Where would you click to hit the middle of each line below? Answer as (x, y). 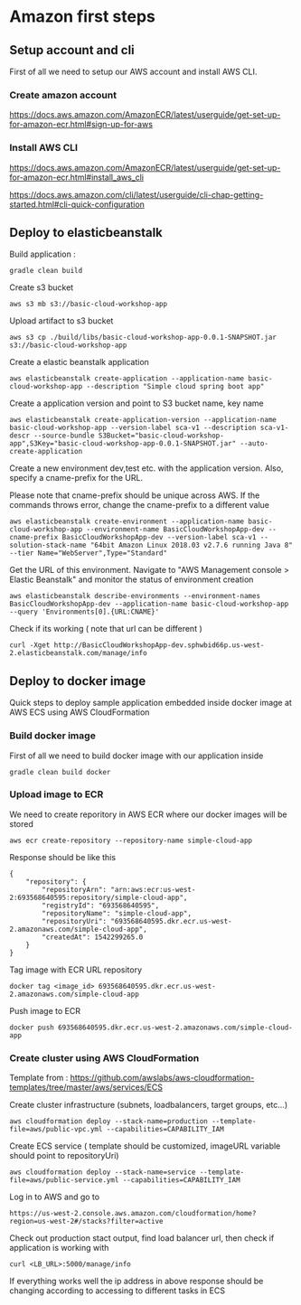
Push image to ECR (45, 1010)
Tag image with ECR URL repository (76, 970)
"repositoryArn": (74, 889)
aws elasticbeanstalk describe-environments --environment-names (135, 596)
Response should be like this (62, 857)
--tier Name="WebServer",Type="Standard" (89, 553)
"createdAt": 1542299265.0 (93, 937)
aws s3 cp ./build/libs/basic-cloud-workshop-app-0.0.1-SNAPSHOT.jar (143, 338)
